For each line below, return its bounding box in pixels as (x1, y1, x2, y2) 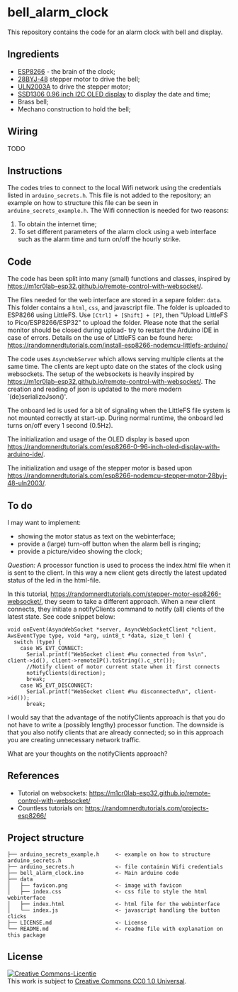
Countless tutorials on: (17, 803, 84, 812)
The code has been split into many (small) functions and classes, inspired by (7, 275, 231, 283)
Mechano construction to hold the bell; (17, 104, 131, 114)
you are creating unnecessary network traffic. (7, 736, 142, 744)
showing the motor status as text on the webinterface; (17, 532, 176, 540)
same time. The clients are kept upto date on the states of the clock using (7, 363, 222, 371)
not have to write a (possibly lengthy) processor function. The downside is (7, 721, 225, 729)
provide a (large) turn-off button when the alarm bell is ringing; (17, 540, 201, 548)
